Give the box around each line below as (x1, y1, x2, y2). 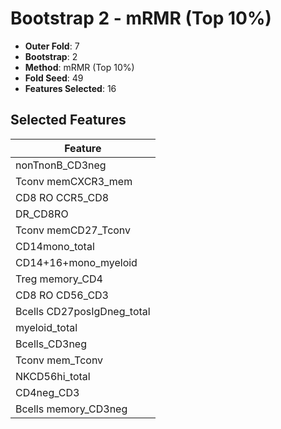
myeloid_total (15, 320, 78, 334)
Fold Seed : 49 (24, 72, 84, 84)
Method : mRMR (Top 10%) (24, 61, 135, 73)
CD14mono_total (15, 239, 95, 253)
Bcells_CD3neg (15, 337, 87, 351)
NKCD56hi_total (15, 369, 91, 383)
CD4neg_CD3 (15, 385, 80, 399)
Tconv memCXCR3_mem (15, 174, 133, 188)
